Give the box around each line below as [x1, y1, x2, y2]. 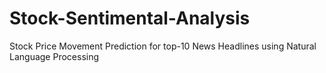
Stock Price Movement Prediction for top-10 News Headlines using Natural [9, 40, 317, 52]
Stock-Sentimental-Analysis [9, 7, 251, 30]
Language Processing [9, 50, 100, 62]
